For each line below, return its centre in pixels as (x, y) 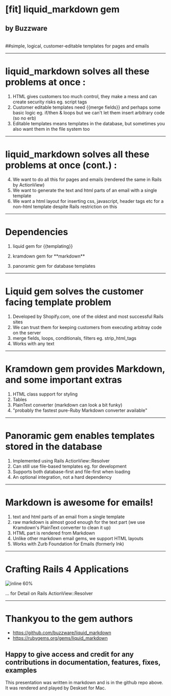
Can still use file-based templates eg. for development (69, 466)
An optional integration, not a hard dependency (62, 477)
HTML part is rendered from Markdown (54, 533)
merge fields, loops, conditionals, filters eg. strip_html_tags (74, 338)
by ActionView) (28, 184)
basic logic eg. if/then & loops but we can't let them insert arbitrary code (89, 112)
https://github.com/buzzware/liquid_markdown (62, 633)
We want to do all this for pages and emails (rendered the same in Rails (87, 179)
